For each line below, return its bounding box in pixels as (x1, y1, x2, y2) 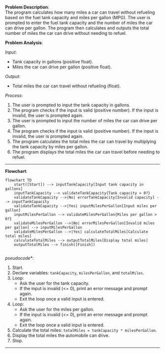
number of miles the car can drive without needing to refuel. (5, 30, 127, 36)
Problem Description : (5, 4, 50, 10)
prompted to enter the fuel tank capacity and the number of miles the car (5, 20, 153, 26)
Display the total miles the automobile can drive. (12, 332, 110, 338)
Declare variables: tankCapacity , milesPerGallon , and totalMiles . (12, 270, 144, 275)
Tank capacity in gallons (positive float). (12, 59, 93, 64)
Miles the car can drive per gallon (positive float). (12, 64, 112, 70)
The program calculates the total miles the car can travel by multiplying (12, 138, 156, 144)
